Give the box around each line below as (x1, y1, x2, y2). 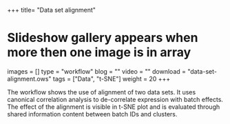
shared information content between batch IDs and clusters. (7, 110, 178, 118)
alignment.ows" (7, 74, 52, 83)
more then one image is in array (7, 45, 191, 61)
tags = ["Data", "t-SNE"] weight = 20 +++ (52, 74, 171, 83)
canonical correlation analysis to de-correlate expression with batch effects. (7, 95, 224, 103)
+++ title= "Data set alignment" (7, 6, 96, 14)
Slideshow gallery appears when (7, 30, 198, 45)
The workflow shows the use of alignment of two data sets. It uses (7, 87, 196, 96)
